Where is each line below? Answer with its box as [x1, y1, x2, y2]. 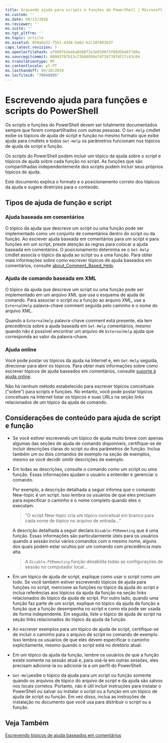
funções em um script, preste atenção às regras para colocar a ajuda [5, 241, 148, 247]
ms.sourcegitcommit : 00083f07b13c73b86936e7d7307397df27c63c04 [5, 54, 140, 59]
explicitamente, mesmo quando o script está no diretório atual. [12, 642, 142, 648]
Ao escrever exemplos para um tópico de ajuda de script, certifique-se [12, 626, 159, 632]
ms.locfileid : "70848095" [5, 73, 59, 78]
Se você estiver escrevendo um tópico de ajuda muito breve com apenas [12, 435, 163, 441]
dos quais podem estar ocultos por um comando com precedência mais [12, 543, 161, 549]
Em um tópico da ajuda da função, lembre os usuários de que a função [12, 652, 159, 658]
